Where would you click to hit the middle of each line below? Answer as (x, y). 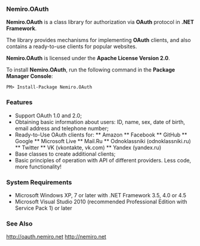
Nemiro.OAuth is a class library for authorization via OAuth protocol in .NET (100, 22)
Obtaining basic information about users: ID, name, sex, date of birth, (100, 121)
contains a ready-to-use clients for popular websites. (72, 46)
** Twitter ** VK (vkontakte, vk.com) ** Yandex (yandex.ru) (88, 147)
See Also (19, 223)
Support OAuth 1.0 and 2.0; (48, 115)
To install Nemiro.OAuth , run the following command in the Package (91, 70)
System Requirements (39, 182)
